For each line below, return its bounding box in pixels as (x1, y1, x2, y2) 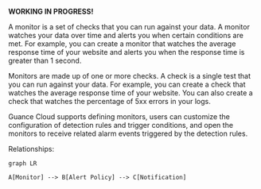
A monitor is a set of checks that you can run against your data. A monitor (8, 22, 251, 31)
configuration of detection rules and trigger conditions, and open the (8, 121, 233, 129)
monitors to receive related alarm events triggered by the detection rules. (8, 129, 248, 138)
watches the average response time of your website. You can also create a (8, 88, 253, 98)
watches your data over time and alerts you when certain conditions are (8, 31, 244, 40)
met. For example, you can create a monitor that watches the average (8, 39, 236, 48)
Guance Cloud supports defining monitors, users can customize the (8, 112, 231, 121)
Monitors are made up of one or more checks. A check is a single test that (8, 71, 251, 80)
